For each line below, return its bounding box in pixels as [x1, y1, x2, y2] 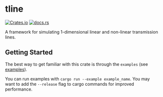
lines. [5, 34, 16, 40]
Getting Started [5, 48, 53, 57]
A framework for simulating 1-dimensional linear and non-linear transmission [5, 29, 158, 35]
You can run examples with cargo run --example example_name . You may [5, 76, 150, 81]
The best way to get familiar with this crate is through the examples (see [5, 61, 148, 67]
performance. [5, 86, 33, 92]
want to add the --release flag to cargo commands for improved [5, 81, 134, 87]
